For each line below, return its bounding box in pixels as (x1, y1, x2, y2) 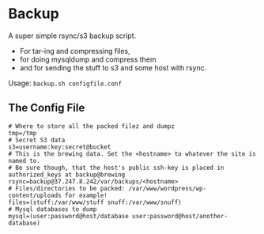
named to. (8, 157, 41, 164)
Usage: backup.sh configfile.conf (8, 78, 123, 88)
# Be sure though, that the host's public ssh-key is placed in (8, 164, 224, 172)
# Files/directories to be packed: (8, 184, 126, 192)
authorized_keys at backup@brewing (8, 171, 126, 179)
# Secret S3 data (8, 136, 66, 144)
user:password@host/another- (131, 212, 228, 220)
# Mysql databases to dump (8, 205, 97, 213)
